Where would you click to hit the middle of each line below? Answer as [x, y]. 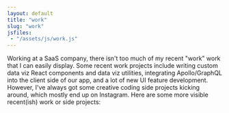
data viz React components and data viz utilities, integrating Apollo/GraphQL [115, 73]
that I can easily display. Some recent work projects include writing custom [113, 66]
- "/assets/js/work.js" [44, 39]
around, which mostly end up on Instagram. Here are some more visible [108, 95]
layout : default [30, 13]
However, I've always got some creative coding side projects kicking [104, 88]
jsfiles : [19, 33]
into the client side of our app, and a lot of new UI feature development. [108, 80]
